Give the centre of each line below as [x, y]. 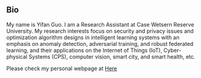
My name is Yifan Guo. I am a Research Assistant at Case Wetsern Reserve [100, 24]
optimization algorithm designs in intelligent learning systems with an [93, 37]
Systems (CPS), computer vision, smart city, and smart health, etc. [112, 56]
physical [17, 56]
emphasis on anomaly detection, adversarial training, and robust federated [100, 44]
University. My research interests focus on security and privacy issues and [100, 31]
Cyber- [172, 50]
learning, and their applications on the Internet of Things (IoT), [84, 50]
